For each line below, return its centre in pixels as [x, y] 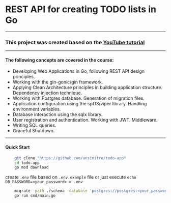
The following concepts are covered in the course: [60, 60]
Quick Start [18, 147]
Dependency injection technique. [47, 93]
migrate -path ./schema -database [51, 191]
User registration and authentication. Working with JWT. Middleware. [85, 120]
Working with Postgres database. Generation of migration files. [79, 98]
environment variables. [37, 109]
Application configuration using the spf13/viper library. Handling [80, 104]
